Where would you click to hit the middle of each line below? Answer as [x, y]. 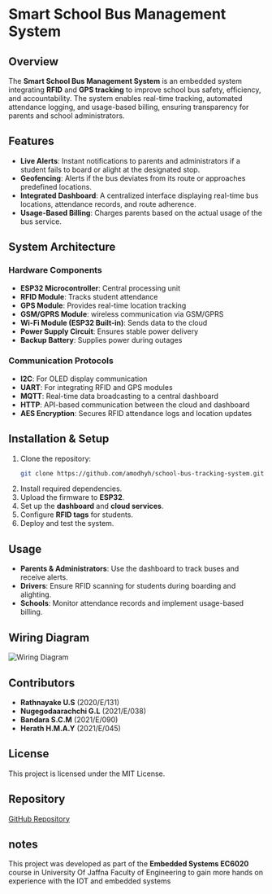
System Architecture [62, 247]
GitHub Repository [39, 818]
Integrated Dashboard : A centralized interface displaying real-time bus [139, 195]
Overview [34, 61]
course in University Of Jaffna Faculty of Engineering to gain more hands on [136, 873]
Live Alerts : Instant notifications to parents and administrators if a [130, 160]
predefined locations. [56, 186]
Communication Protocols [61, 361]
